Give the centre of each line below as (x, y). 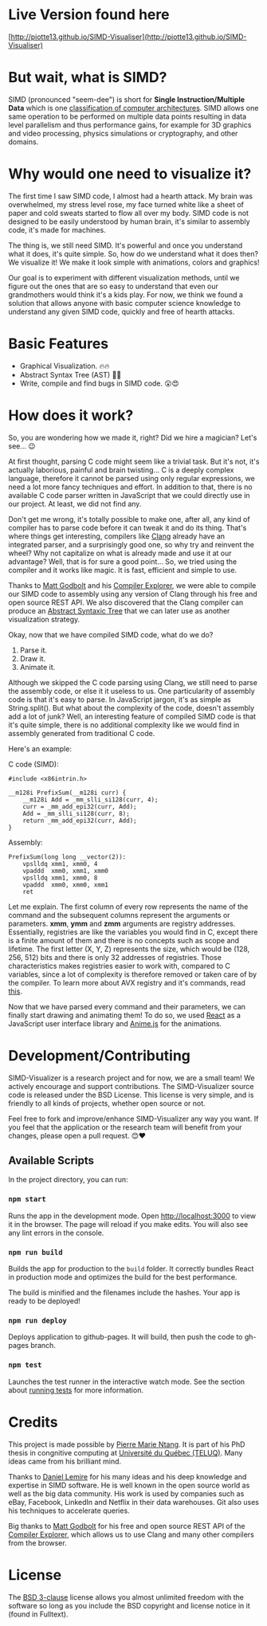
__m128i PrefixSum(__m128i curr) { (67, 793)
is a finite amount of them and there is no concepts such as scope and (124, 940)
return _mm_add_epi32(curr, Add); (80, 821)
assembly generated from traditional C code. (82, 733)
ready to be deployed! (45, 1301)
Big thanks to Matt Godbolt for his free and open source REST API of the (127, 1526)
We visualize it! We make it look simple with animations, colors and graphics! (134, 262)
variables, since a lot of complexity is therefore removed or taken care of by (133, 974)
